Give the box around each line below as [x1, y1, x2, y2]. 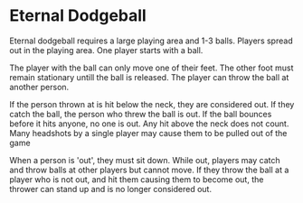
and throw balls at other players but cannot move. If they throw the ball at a [9, 164, 289, 175]
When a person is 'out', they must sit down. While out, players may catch [9, 154, 280, 165]
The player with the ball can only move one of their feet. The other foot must [9, 62, 294, 73]
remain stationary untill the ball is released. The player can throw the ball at [9, 71, 289, 82]
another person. [9, 81, 70, 92]
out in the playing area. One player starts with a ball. [9, 44, 204, 55]
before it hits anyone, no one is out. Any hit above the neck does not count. [9, 118, 289, 129]
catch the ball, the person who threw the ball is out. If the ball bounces [9, 108, 272, 119]
